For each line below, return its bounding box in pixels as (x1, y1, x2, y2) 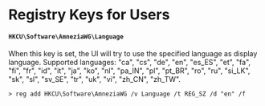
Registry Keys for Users (8, 6, 170, 24)
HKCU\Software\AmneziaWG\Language (8, 32, 124, 41)
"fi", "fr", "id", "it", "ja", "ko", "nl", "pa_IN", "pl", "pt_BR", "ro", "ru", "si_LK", (8, 66, 251, 75)
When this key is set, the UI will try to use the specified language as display (8, 49, 258, 59)
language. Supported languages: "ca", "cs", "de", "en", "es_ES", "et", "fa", (8, 58, 251, 67)
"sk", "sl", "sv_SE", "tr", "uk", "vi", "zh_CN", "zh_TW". (8, 75, 181, 84)
